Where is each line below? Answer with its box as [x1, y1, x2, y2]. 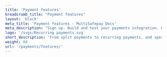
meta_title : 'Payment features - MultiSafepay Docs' [5, 21, 117, 26]
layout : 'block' [5, 16, 39, 21]
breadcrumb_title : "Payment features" [5, 12, 85, 17]
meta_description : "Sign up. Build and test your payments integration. [5, 26, 159, 31]
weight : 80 [5, 40, 28, 45]
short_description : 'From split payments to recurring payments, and [5, 35, 153, 40]
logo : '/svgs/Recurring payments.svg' [5, 30, 85, 35]
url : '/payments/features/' [5, 44, 64, 49]
